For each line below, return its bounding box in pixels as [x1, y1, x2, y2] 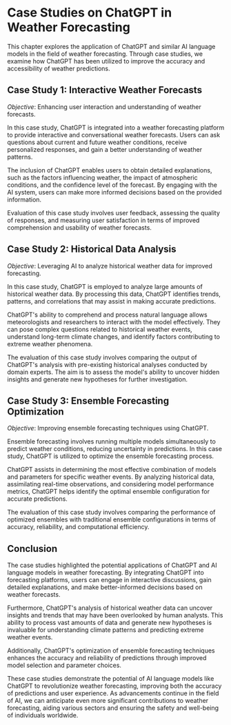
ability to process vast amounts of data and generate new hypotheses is [7, 619, 212, 627]
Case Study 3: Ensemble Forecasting [7, 395, 170, 406]
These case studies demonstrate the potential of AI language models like [7, 675, 214, 683]
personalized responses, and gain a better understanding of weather [7, 145, 202, 153]
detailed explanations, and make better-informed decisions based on [7, 583, 203, 591]
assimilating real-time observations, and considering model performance [7, 480, 214, 488]
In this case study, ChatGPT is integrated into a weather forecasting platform [7, 123, 225, 132]
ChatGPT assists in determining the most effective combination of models [7, 466, 217, 474]
